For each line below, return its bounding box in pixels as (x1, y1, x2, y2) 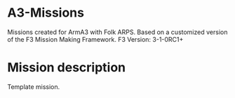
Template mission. (7, 82, 60, 91)
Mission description (7, 60, 126, 76)
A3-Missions (7, 5, 84, 21)
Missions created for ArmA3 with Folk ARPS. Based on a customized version (7, 28, 228, 36)
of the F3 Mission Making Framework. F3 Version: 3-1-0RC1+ (7, 35, 184, 43)
